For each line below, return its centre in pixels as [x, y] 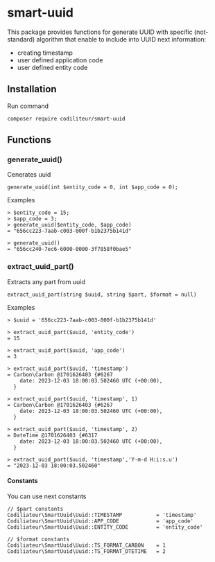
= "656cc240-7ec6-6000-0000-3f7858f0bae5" [69, 249]
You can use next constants [47, 496]
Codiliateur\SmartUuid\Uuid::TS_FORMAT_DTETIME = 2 [87, 551]
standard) [21, 39]
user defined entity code [52, 67]
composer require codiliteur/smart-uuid [67, 118]
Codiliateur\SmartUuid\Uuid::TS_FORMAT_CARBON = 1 [87, 545]
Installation [32, 89]
